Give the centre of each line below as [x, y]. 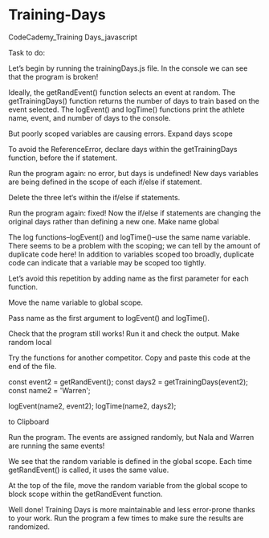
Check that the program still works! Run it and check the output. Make [124, 333]
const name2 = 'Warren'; [49, 390]
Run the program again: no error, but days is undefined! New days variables [133, 173]
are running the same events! [57, 446]
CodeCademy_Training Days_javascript [73, 37]
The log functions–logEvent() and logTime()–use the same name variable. [129, 237]
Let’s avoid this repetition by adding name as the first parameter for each [128, 278]
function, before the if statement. [63, 158]
